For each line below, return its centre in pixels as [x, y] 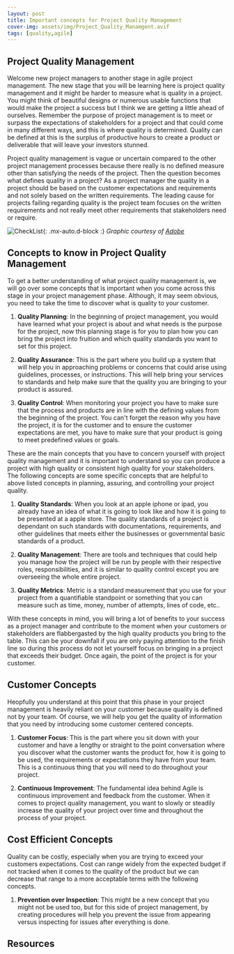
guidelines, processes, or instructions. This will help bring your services [120, 374]
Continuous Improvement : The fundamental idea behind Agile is [110, 788]
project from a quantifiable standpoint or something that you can [110, 598]
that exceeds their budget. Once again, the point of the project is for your [112, 656]
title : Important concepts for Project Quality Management [95, 20]
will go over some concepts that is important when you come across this [111, 288]
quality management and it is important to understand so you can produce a [116, 460]
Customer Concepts [52, 685]
